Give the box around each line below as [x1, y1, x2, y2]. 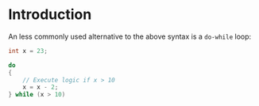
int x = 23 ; [8, 47, 48, 55]
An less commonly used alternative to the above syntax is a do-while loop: [8, 32, 252, 41]
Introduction [8, 6, 92, 24]
